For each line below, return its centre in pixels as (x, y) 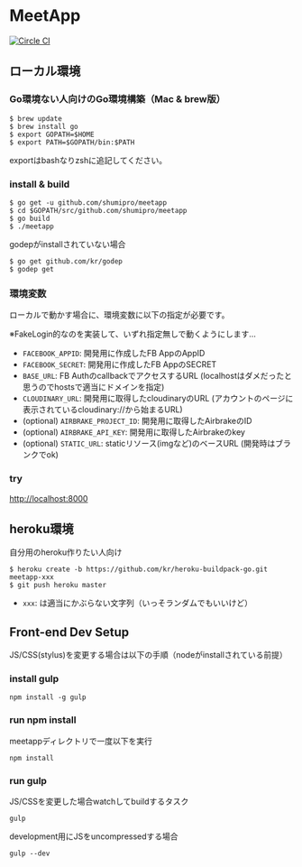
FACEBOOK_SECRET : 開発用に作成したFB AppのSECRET (119, 364)
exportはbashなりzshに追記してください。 (88, 160)
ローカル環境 (45, 72)
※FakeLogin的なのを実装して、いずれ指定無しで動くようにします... (133, 334)
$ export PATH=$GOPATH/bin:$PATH (72, 142)
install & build (40, 184)
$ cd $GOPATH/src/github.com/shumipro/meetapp (98, 210)
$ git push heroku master (58, 586)
